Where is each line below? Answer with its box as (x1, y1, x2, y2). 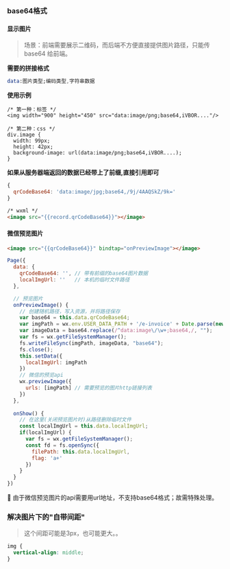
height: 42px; (13, 143, 53, 150)
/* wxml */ (7, 207, 38, 214)
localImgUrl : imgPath (25, 359, 88, 366)
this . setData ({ (19, 352, 63, 360)
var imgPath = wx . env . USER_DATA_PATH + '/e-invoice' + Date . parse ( (19, 321, 216, 327)
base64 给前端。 (23, 49, 72, 58)
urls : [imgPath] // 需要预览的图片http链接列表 (25, 384, 153, 392)
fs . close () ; (19, 346, 53, 353)
